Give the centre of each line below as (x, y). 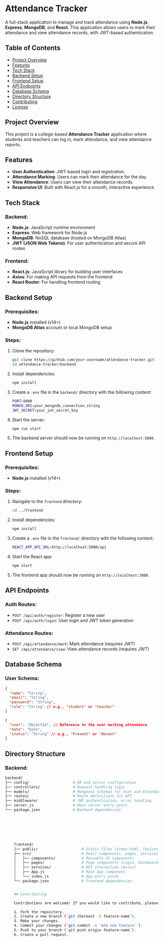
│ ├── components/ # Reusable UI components (74, 858)
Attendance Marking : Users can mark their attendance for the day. (80, 177)
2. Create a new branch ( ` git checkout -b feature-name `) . (75, 916)
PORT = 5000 (22, 401)
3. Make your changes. (37, 921)
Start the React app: (32, 557)
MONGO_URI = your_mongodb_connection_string (56, 405)
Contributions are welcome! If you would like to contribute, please (86, 903)
